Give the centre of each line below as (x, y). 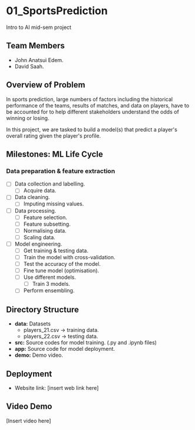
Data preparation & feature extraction (61, 171)
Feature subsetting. (47, 224)
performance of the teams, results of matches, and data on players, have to (98, 105)
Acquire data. (40, 191)
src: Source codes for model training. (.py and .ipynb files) (86, 343)
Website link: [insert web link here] (57, 387)
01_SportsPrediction (57, 11)
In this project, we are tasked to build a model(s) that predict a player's (92, 129)
